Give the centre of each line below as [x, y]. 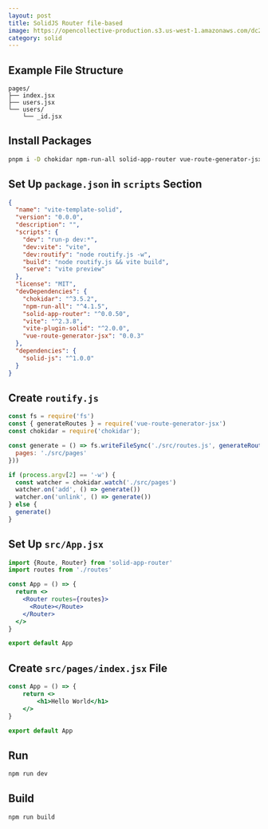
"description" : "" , [48, 225]
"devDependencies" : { [51, 292]
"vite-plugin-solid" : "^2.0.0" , [76, 329]
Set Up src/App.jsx [56, 545]
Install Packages [50, 141]
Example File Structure [66, 70]
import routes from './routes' [60, 570]
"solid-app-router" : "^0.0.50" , [76, 314]
